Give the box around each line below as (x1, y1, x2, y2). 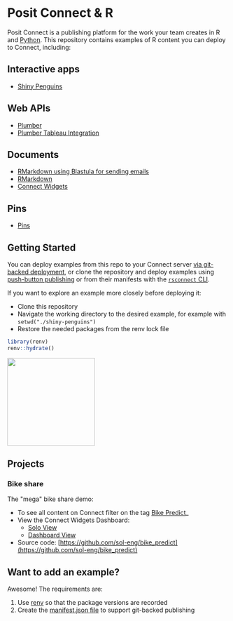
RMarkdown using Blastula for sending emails (17, 167, 149, 176)
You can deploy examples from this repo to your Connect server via (7, 260, 202, 268)
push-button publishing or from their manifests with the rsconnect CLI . (7, 275, 210, 283)
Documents (7, 149, 59, 161)
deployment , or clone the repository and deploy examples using (30, 268, 215, 276)
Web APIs (7, 102, 51, 114)
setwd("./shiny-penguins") (17, 319, 97, 326)
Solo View (27, 523, 57, 532)
